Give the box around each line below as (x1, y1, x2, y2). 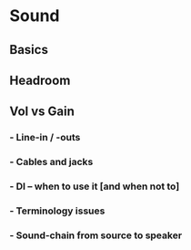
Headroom (9, 72, 71, 88)
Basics (9, 42, 48, 57)
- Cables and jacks (9, 156, 94, 169)
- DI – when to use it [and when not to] (9, 180, 180, 193)
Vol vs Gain (9, 104, 75, 120)
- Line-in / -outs (9, 131, 81, 144)
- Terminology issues (9, 204, 106, 217)
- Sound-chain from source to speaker (9, 229, 183, 242)
